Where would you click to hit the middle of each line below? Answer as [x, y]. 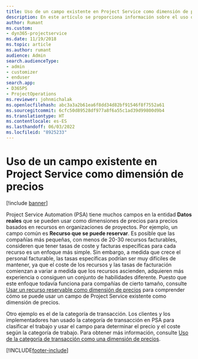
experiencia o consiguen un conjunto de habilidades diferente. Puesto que [96, 277]
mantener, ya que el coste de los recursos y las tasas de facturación [89, 265]
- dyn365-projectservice [37, 34]
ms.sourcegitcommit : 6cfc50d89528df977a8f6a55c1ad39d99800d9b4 [85, 110]
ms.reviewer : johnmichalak [39, 99]
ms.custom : [19, 28]
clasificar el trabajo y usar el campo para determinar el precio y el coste [93, 326]
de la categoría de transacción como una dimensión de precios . [83, 339]
